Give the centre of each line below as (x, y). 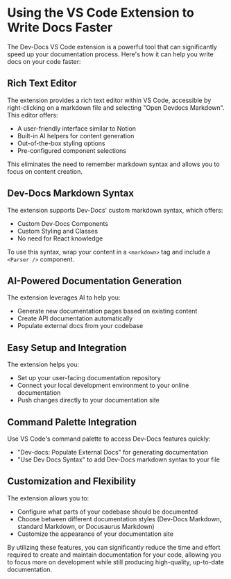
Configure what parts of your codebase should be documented (108, 512)
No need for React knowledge (60, 238)
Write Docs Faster (60, 27)
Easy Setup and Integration (67, 348)
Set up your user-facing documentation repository (89, 378)
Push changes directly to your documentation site (88, 400)
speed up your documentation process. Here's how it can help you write (110, 54)
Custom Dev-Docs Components (63, 223)
